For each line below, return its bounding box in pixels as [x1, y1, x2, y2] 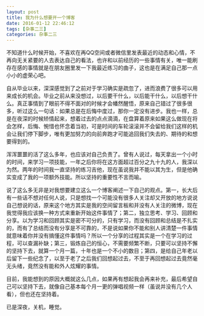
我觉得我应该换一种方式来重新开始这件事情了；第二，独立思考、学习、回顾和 [6, 209, 198, 216]
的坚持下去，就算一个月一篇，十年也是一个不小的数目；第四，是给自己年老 [6, 247, 192, 255]
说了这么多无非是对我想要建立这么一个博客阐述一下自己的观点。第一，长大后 [6, 187, 198, 194]
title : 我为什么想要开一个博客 [6, 15, 75, 21]
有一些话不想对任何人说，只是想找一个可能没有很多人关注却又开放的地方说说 [6, 194, 198, 201]
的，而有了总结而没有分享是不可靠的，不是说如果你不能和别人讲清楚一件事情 [6, 224, 198, 232]
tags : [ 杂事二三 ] [6, 26, 47, 32]
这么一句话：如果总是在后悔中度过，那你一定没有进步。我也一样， [27, 108, 192, 115]
